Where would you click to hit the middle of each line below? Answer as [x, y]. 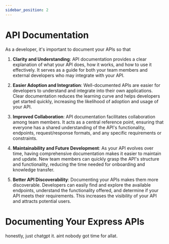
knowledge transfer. [33, 170]
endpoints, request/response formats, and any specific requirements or [87, 133]
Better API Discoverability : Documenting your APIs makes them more [85, 179]
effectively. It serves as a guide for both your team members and [80, 70]
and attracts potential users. [42, 201]
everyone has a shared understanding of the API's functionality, [79, 127]
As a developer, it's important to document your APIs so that [68, 49]
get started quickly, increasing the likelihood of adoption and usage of [86, 101]
